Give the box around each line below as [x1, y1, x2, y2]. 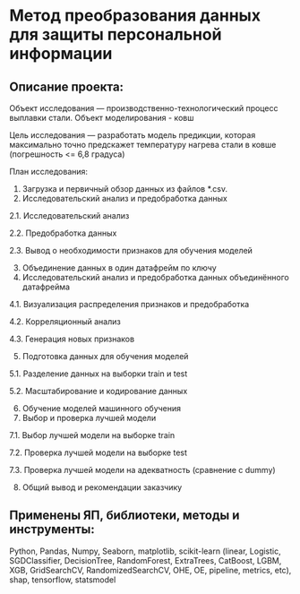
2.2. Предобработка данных [9, 228, 117, 238]
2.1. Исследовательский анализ [9, 211, 130, 220]
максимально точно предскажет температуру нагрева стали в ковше [9, 140, 277, 150]
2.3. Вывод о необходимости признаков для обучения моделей [9, 245, 253, 255]
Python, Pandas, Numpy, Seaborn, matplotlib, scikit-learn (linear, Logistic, [9, 546, 282, 556]
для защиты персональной [9, 24, 222, 45]
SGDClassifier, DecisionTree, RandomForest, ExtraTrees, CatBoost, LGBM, [9, 555, 282, 565]
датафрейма [21, 281, 70, 292]
